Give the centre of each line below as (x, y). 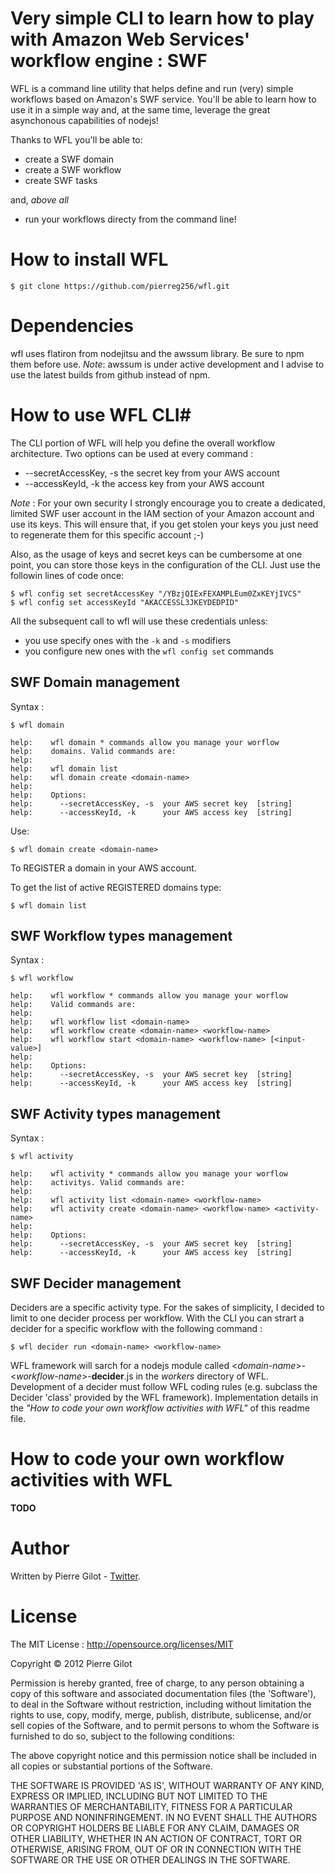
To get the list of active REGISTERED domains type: (116, 887)
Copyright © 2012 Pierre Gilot (71, 1663)
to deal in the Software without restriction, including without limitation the (161, 1704)
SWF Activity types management (115, 1113)
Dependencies (72, 326)
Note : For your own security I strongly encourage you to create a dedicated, (168, 503)
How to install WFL (89, 259)
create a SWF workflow (73, 169)
